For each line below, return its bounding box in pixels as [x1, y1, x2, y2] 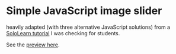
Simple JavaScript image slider [6, 4, 162, 18]
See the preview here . [6, 41, 60, 48]
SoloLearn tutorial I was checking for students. [6, 29, 120, 36]
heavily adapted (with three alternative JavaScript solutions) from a [6, 23, 171, 31]
